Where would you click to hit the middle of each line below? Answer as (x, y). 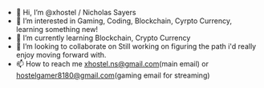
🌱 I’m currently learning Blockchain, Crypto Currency (103, 38)
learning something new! (57, 29)
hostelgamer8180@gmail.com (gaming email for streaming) (113, 75)
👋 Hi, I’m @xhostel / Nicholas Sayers (76, 12)
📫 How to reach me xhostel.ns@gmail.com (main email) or (112, 64)
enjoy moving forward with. (61, 55)
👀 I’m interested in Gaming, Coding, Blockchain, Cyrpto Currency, (124, 21)
